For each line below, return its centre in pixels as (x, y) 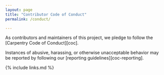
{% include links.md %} (30, 67)
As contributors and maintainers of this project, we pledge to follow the (79, 37)
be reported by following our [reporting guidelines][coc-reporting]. (74, 58)
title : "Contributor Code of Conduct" (46, 14)
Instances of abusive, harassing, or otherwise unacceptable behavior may (82, 52)
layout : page (19, 10)
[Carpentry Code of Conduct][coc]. (42, 43)
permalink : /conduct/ (28, 19)
